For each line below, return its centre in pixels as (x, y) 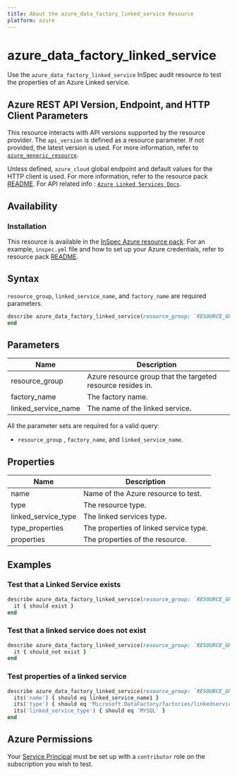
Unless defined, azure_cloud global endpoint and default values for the (110, 169)
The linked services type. (125, 516)
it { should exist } (44, 606)
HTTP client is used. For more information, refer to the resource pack (108, 177)
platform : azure (31, 20)
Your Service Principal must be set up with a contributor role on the (107, 756)
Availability (32, 206)
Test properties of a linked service (67, 677)
